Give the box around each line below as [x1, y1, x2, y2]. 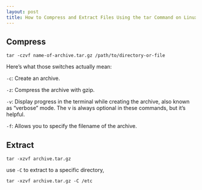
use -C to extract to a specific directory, [6, 167, 105, 174]
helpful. [6, 111, 25, 118]
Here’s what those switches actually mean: [6, 63, 112, 70]
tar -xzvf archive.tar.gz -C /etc [6, 178, 93, 184]
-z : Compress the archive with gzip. [6, 87, 95, 94]
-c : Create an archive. [6, 75, 60, 82]
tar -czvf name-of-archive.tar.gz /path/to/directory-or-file [6, 52, 165, 59]
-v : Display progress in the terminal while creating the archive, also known [6, 98, 190, 105]
